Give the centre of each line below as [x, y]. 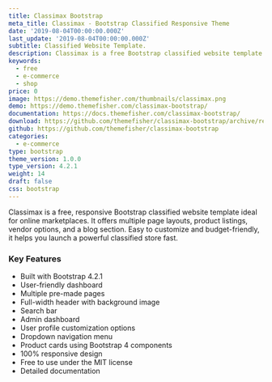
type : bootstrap [36, 151]
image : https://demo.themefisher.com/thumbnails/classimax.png [117, 99]
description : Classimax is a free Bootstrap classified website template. [137, 53]
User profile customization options [78, 328]
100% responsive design [61, 354]
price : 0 [23, 91]
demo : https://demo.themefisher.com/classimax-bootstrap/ [108, 106]
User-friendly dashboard [61, 285]
